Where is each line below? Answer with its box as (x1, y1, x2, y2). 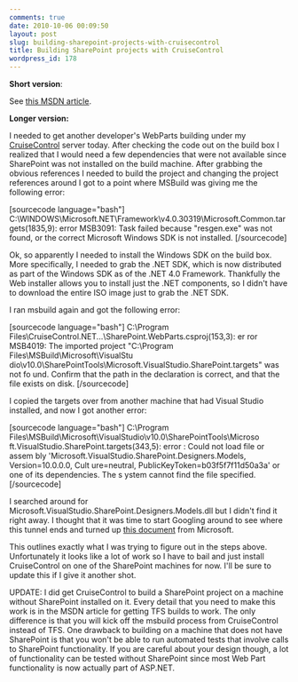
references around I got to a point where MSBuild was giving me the (9, 178, 258, 187)
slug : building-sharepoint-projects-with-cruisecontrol (9, 37, 220, 47)
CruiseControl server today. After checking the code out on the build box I (9, 139, 279, 150)
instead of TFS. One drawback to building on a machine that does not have (9, 625, 283, 635)
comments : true (9, 12, 66, 22)
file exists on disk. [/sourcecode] (9, 378, 129, 389)
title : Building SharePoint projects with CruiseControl (9, 46, 224, 55)
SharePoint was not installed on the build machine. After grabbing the (9, 159, 263, 169)
